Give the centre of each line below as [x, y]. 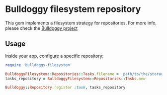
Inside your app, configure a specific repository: [54, 56]
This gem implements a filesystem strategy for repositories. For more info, [81, 23]
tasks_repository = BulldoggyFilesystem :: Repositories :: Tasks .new [75, 79]
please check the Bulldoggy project [42, 28]
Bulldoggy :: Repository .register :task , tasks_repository [65, 88]
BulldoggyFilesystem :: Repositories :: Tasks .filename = [62, 74]
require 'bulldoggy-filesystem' [39, 65]
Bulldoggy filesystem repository [73, 9]
